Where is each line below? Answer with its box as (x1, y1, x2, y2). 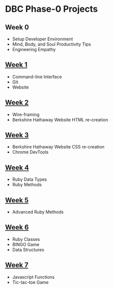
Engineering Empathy (12, 47, 56, 52)
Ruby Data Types (12, 176, 47, 182)
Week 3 (5, 131, 29, 140)
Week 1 (5, 60, 28, 69)
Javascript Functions (12, 274, 55, 280)
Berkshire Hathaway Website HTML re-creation (12, 116, 108, 122)
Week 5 (5, 196, 28, 204)
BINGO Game (12, 241, 40, 247)
